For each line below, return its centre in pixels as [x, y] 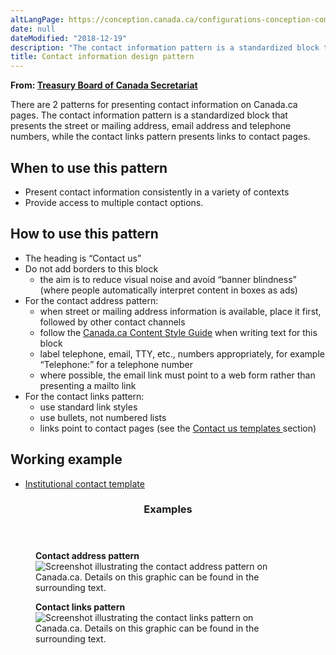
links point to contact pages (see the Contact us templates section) [178, 428]
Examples [168, 509]
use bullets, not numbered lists [103, 417]
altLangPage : [37, 19]
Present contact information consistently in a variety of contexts [157, 192]
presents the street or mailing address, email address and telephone [151, 126]
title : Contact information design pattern [102, 57]
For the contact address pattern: [91, 300]
